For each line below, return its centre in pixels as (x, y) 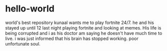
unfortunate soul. (23, 43)
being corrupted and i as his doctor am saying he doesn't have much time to (84, 33)
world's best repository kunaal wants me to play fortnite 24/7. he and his (79, 22)
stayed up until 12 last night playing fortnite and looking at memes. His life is (83, 27)
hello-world (30, 9)
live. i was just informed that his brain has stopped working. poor (72, 38)
